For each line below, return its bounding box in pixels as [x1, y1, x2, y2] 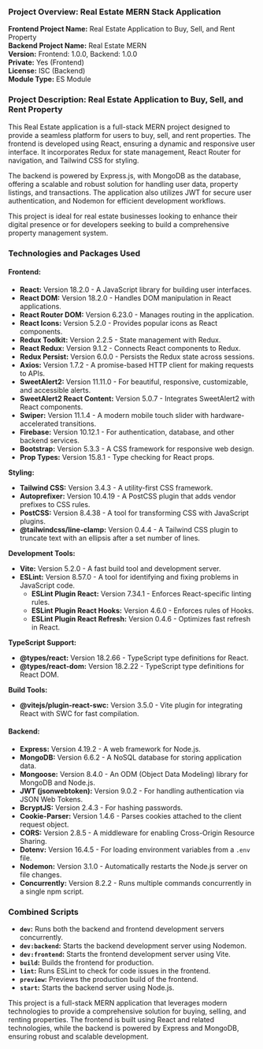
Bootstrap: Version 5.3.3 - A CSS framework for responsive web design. [19, 444, 254, 454]
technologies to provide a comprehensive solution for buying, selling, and [8, 1006, 246, 1016]
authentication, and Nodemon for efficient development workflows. [8, 196, 226, 205]
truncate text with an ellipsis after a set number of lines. [19, 533, 201, 543]
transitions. [60, 419, 97, 428]
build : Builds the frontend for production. [19, 958, 154, 968]
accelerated [19, 419, 59, 428]
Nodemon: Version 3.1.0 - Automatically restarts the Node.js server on [19, 861, 248, 871]
